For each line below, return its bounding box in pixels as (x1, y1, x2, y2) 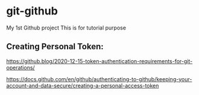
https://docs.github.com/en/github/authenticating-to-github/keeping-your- (6, 75, 192, 82)
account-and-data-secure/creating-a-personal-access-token (6, 82, 159, 89)
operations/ (6, 64, 35, 71)
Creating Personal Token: (6, 41, 104, 52)
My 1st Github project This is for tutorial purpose (6, 24, 127, 31)
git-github (6, 4, 58, 18)
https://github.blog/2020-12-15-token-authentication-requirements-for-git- (6, 57, 193, 64)
